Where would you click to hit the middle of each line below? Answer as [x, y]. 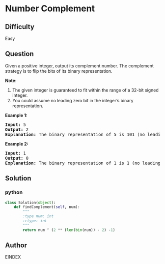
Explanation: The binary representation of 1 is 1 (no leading [83, 163]
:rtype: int [35, 221]
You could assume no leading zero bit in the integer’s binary [73, 100]
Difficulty [20, 27]
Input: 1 [15, 153]
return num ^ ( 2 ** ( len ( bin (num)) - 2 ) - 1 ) [69, 230]
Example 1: [16, 115]
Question [19, 54]
